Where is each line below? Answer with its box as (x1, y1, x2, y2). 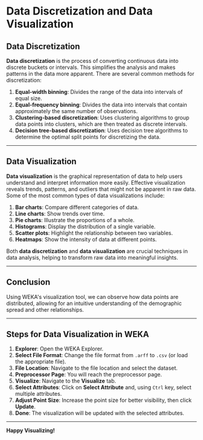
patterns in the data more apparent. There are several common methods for (6, 70, 195, 77)
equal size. (14, 95, 42, 102)
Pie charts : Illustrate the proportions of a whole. (14, 216, 135, 223)
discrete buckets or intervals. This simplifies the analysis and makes (6, 64, 176, 71)
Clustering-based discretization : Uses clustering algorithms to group (14, 114, 190, 121)
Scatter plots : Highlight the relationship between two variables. (14, 229, 173, 237)
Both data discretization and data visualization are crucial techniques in (6, 247, 188, 255)
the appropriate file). (14, 358, 66, 366)
